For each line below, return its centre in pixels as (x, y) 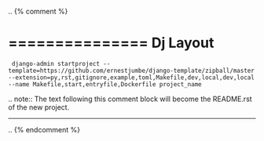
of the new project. (39, 107)
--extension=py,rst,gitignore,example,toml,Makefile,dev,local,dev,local (132, 78)
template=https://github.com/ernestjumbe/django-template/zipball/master (132, 70)
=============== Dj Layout (111, 43)
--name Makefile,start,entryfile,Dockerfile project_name (105, 84)
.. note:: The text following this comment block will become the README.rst (130, 99)
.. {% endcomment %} (44, 129)
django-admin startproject (56, 63)
